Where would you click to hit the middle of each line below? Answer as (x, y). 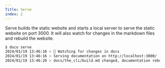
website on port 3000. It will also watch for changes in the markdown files (80, 33)
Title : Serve (18, 9)
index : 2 (14, 14)
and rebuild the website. (29, 38)
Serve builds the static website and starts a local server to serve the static (80, 28)
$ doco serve (18, 47)
